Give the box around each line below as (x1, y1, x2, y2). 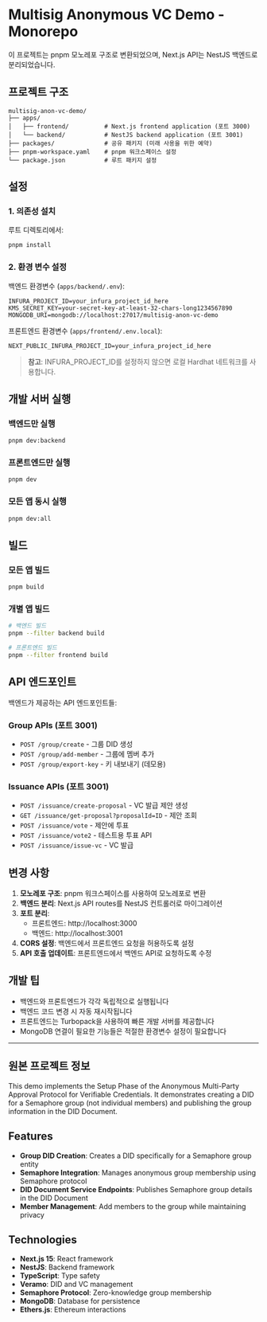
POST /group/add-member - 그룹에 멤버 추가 (19, 749, 155, 758)
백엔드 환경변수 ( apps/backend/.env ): (8, 281, 125, 291)
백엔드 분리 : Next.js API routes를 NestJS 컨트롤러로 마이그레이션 (19, 898, 223, 909)
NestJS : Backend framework (19, 1262, 115, 1272)
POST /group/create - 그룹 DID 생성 (19, 739, 133, 749)
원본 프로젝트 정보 (8, 1059, 91, 1073)
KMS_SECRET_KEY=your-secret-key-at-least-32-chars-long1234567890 (8, 304, 233, 312)
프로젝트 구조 (8, 85, 69, 99)
